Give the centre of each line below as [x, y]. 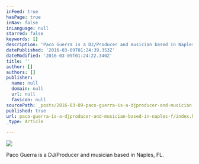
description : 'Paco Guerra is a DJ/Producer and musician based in [91, 45]
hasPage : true [24, 17]
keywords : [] [22, 39]
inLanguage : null [28, 28]
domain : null [28, 89]
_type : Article [25, 122]
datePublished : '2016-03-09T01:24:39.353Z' [61, 50]
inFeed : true [22, 12]
